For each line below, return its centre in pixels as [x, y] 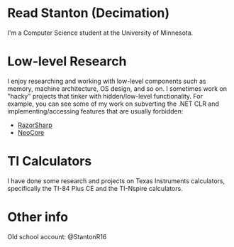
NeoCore [31, 132]
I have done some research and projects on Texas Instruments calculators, [116, 181]
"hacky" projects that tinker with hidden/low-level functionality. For [105, 96]
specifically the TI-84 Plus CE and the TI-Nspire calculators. [95, 188]
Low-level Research [67, 61]
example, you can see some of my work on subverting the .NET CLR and [113, 104]
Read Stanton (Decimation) [89, 13]
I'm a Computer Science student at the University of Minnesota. [100, 33]
